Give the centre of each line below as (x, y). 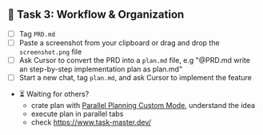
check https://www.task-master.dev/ (91, 122)
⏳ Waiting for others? (54, 94)
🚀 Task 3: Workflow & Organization (96, 15)
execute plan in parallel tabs (77, 114)
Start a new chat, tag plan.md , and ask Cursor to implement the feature (135, 77)
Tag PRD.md (37, 33)
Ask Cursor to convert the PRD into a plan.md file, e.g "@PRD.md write (135, 60)
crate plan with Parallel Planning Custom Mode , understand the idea (143, 106)
